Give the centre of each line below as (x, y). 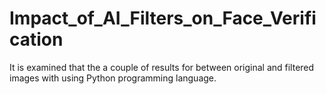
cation (36, 39)
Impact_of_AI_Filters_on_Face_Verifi (163, 18)
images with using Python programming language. (113, 78)
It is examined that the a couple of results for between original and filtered (162, 67)
